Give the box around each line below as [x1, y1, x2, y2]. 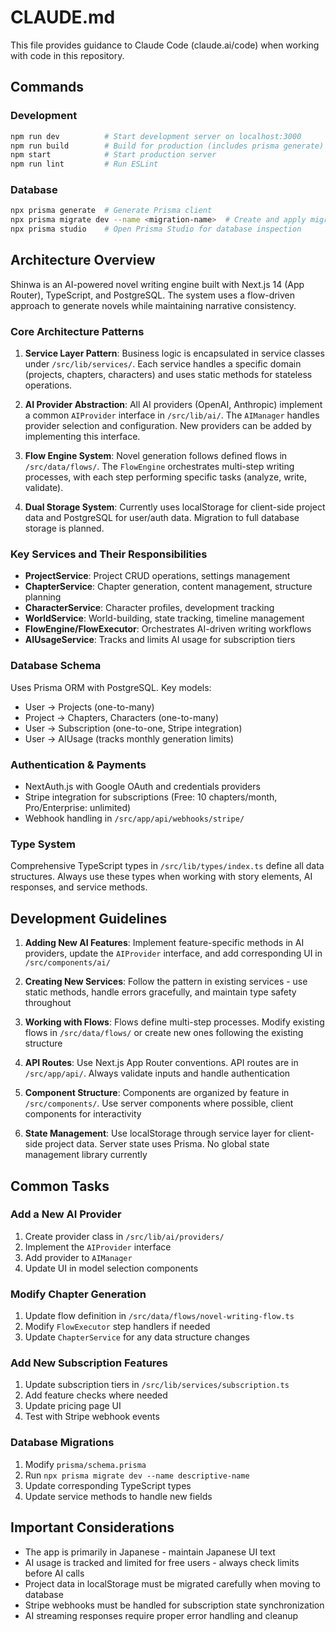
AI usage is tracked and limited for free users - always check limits [24, 1556, 300, 1568]
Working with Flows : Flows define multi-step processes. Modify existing [24, 1016, 325, 1028]
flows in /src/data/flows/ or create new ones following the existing [24, 1027, 304, 1039]
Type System [10, 837, 76, 851]
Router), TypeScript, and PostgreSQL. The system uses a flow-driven [10, 289, 296, 301]
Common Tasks [10, 1177, 110, 1195]
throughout [24, 997, 72, 1009]
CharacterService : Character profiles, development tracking [24, 602, 275, 614]
